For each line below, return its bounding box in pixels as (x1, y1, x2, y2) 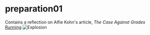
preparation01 (5, 3, 63, 14)
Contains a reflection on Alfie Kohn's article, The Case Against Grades (5, 19, 146, 25)
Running (5, 24, 22, 30)
